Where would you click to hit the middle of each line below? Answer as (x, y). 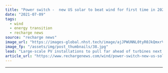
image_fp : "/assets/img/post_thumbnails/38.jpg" (57, 47)
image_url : (16, 42)
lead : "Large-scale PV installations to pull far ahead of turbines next (84, 51)
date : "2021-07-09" (25, 14)
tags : (11, 19)
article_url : (19, 56)
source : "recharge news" (31, 38)
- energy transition (31, 28)
